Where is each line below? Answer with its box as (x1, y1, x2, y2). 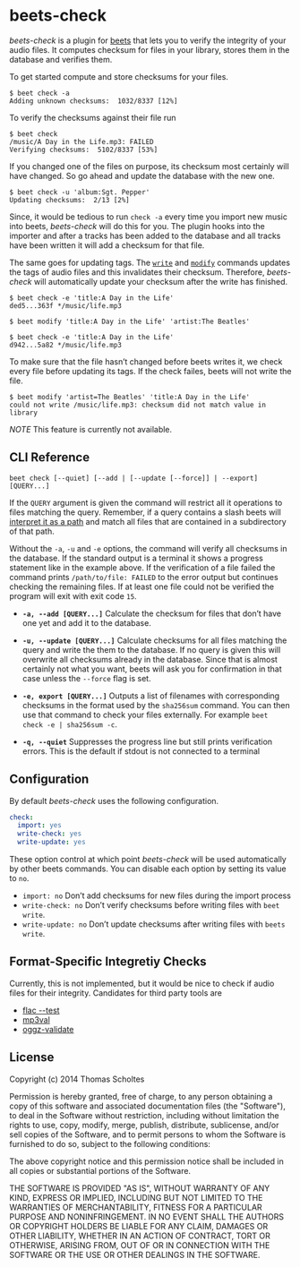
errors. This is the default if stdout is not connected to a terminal (21, 745, 261, 757)
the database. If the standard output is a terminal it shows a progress (9, 552, 264, 563)
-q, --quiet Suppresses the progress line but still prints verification (21, 736, 273, 747)
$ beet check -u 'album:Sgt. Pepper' (9, 187, 150, 197)
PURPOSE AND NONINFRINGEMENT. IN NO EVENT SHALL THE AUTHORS (9, 1211, 285, 1222)
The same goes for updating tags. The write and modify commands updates (9, 257, 291, 268)
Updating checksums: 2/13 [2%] (9, 195, 130, 204)
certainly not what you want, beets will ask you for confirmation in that (21, 663, 282, 674)
